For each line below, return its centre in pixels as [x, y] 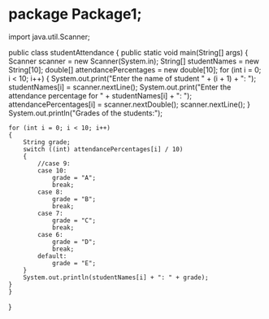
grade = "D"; [74, 242]
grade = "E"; [74, 263]
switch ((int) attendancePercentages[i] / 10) [103, 149]
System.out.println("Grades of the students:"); [86, 113]
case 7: [50, 213]
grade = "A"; [74, 177]
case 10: [52, 170]
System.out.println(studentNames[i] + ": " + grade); [116, 277]
